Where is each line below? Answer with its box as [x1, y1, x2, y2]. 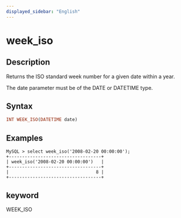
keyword [6, 190, 40, 200]
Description [6, 57, 50, 68]
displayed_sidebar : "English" [6, 8, 81, 15]
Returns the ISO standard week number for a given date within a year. [6, 73, 175, 80]
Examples [6, 133, 43, 143]
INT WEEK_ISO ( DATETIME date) [6, 117, 78, 123]
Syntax [6, 101, 33, 112]
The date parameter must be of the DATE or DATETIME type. [6, 84, 153, 91]
